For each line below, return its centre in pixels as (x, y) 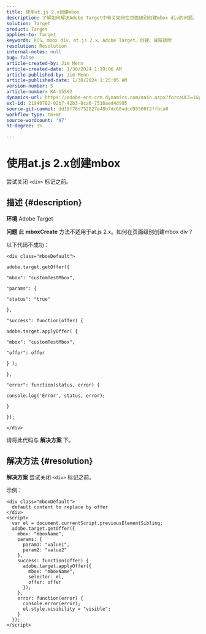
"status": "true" (29, 299)
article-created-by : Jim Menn (45, 63)
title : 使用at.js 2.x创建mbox (43, 12)
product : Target (27, 29)
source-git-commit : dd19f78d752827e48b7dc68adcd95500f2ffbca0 (87, 109)
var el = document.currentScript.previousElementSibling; (88, 523)
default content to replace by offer (60, 507)
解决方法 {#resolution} (50, 461)
